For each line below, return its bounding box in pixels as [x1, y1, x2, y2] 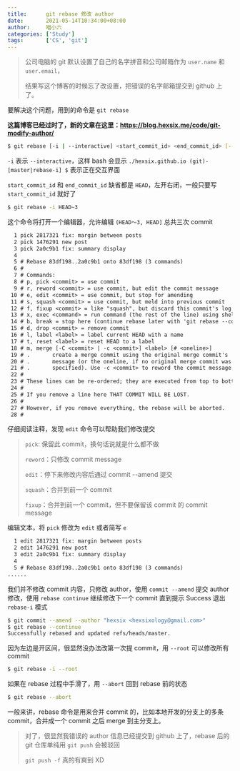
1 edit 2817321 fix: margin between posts [14, 538, 142, 545]
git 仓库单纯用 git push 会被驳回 [24, 740, 120, 749]
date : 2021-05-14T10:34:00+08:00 [7, 17, 126, 24]
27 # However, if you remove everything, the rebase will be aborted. [10, 404, 225, 411]
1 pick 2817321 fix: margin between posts [14, 231, 142, 239]
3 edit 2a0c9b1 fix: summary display [14, 551, 126, 558]
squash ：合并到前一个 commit [24, 485, 112, 494]
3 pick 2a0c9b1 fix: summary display [14, 245, 126, 252]
